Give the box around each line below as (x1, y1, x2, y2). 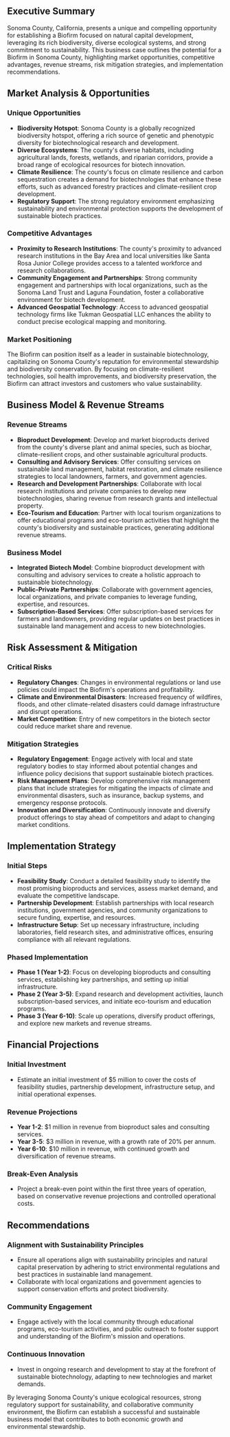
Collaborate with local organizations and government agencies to (16, 1277, 202, 1286)
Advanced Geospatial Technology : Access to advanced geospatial (16, 303, 209, 311)
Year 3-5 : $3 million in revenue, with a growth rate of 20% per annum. (16, 1138, 216, 1146)
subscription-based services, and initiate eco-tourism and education (16, 997, 211, 1006)
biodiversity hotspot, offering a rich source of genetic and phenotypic (16, 131, 214, 140)
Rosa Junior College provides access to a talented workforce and (16, 259, 203, 267)
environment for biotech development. (16, 295, 126, 303)
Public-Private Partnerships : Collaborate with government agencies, (16, 585, 214, 594)
